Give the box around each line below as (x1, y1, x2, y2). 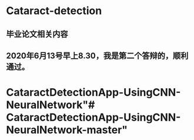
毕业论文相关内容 (6, 29, 68, 39)
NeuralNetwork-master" (6, 124, 128, 136)
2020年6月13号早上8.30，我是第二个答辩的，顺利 (6, 51, 189, 61)
